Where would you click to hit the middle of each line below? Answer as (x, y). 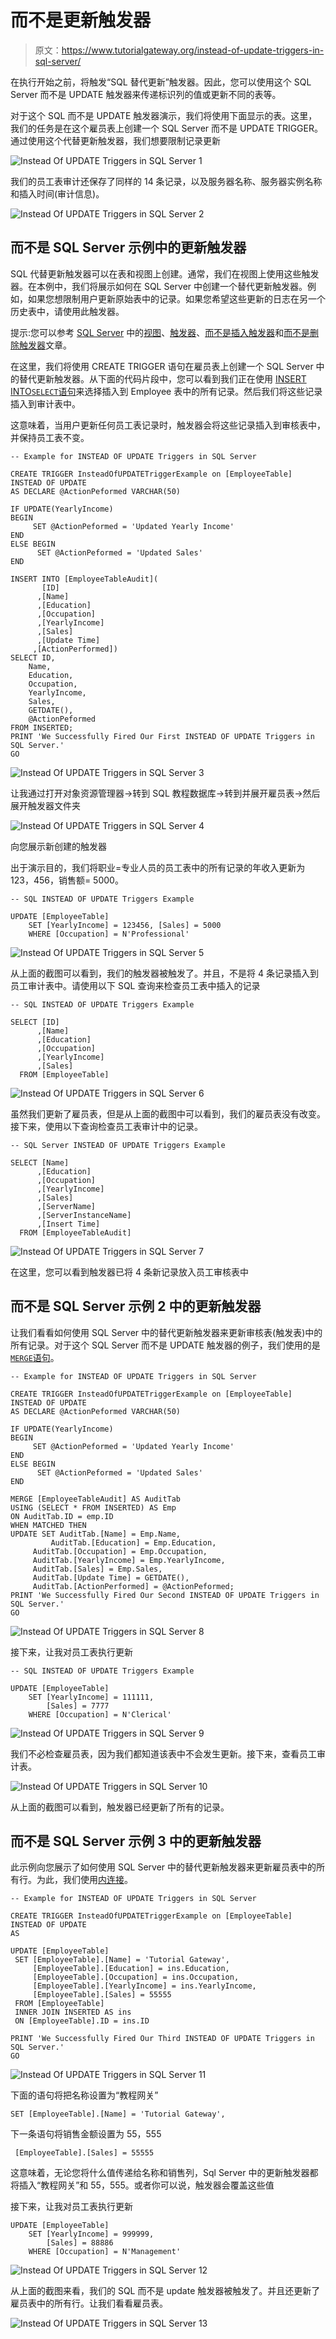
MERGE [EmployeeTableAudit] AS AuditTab (96, 1499)
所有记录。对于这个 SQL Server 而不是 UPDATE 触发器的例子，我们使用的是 (165, 1345)
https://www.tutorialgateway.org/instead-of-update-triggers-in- (193, 50)
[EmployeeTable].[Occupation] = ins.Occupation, (136, 1977)
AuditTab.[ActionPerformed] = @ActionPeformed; (133, 1586)
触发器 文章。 (45, 345)
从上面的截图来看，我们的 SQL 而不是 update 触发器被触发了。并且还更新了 (165, 2291)
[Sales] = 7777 (78, 1706)
